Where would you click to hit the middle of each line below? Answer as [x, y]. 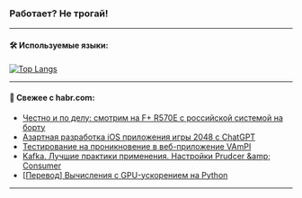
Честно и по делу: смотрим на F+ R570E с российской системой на [152, 117]
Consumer [42, 166]
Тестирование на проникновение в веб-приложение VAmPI [137, 146]
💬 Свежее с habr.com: [52, 98]
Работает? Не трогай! [59, 13]
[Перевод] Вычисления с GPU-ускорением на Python [125, 175]
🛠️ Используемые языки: [59, 45]
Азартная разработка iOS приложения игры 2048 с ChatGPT [139, 137]
